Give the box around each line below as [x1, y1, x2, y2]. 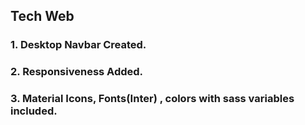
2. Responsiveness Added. [10, 65, 144, 79]
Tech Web [10, 8, 75, 25]
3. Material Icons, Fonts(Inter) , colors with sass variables [10, 92, 295, 106]
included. [10, 104, 58, 118]
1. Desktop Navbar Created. [10, 38, 147, 52]
